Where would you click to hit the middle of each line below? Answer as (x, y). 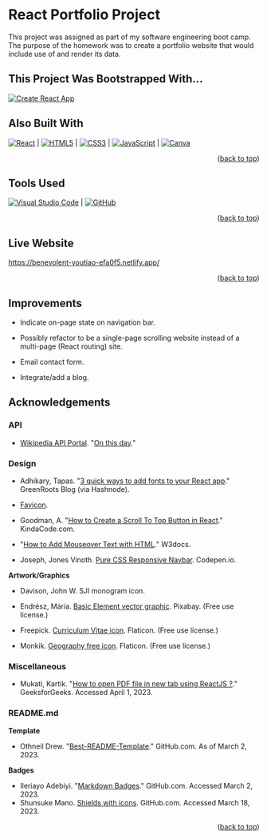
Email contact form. (52, 362)
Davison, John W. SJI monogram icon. (82, 590)
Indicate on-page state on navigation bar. (87, 322)
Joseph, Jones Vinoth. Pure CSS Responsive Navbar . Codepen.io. (128, 559)
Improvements (45, 303)
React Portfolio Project (84, 15)
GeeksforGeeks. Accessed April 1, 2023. (86, 693)
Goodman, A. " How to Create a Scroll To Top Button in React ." (121, 520)
